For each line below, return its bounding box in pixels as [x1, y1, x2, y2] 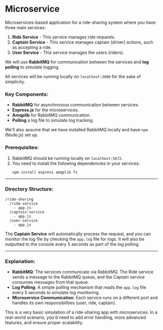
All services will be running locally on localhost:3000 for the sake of [5, 73, 141, 79]
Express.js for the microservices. [12, 107, 79, 113]
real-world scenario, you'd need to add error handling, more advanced [5, 314, 147, 320]
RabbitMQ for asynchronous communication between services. [12, 102, 139, 108]
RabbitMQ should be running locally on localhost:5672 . [12, 155, 123, 161]
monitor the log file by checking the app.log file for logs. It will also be [5, 236, 145, 242]
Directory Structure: [5, 186, 54, 192]
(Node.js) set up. [5, 132, 39, 138]
